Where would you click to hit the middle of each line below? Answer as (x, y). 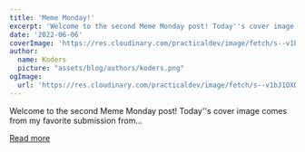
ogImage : (26, 77)
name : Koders (42, 60)
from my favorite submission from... (76, 120)
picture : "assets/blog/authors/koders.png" (101, 69)
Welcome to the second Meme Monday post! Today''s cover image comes (148, 110)
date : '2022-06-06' (46, 34)
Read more (30, 138)
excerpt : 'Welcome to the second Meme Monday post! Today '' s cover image (152, 26)
